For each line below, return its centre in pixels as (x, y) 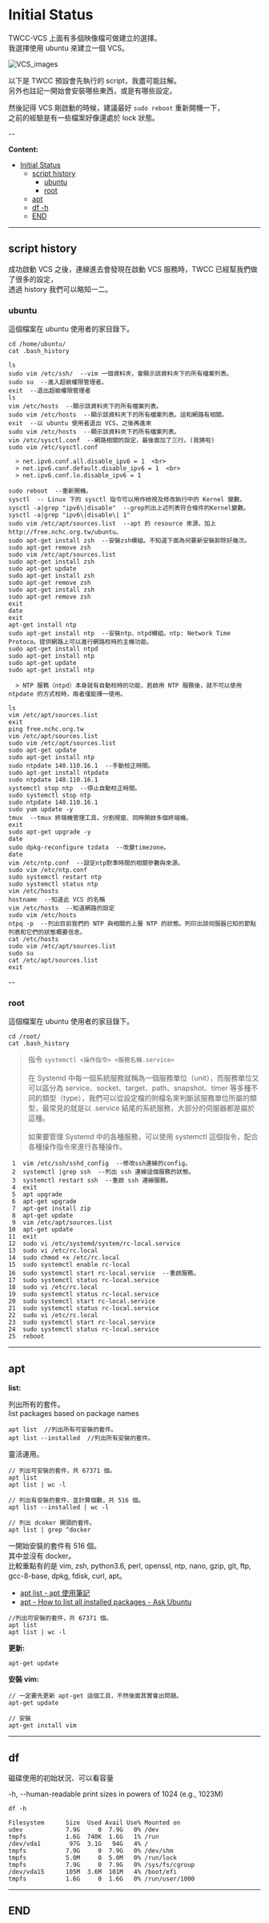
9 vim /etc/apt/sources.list (62, 1223)
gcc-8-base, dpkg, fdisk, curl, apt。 (67, 1576)
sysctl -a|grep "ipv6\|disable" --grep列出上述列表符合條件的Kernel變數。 (129, 508)
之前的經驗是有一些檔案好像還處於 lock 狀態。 (84, 117)
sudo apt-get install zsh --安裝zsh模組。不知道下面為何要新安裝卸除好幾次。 (129, 541)
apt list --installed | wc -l (59, 1507)
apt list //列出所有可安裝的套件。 (63, 1430)
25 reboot (26, 1337)
